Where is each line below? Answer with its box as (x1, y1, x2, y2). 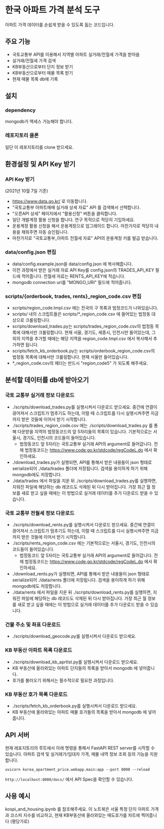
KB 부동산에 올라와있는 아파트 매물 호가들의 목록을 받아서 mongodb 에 (12, 709, 147, 715)
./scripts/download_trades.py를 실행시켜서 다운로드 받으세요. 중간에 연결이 (12, 404, 158, 410)
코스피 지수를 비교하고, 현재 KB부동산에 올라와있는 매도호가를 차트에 (10, 812, 141, 818)
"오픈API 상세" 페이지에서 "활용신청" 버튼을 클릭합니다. (12, 211, 117, 217)
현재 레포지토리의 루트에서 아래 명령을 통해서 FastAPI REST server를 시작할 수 (5, 745, 155, 751)
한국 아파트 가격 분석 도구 (5, 4, 100, 16)
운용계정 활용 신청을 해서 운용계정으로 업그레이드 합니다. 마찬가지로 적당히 (12, 223, 154, 229)
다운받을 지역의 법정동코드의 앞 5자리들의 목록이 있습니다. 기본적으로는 (17, 429, 152, 434)
